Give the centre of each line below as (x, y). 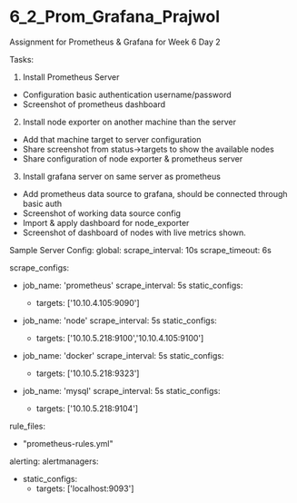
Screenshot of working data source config (102, 213)
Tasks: (22, 59)
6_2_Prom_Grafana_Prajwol (115, 17)
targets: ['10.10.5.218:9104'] (87, 408)
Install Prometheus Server (71, 77)
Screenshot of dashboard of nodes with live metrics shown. (134, 232)
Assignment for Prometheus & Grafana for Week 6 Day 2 (115, 42)
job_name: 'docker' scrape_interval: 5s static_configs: (123, 355)
